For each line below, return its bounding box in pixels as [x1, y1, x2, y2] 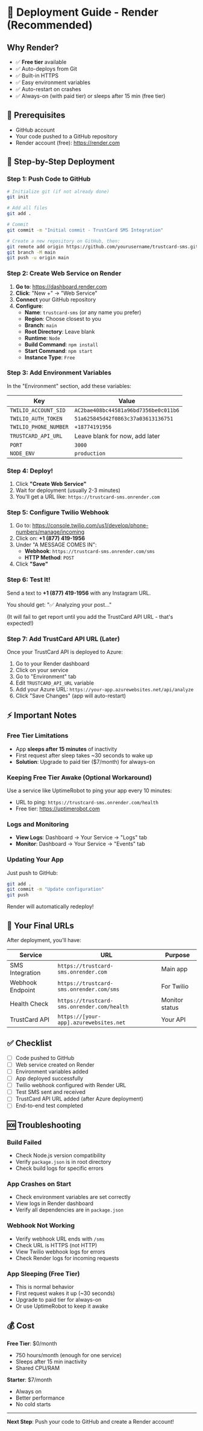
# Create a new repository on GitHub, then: [7, 238, 120, 244]
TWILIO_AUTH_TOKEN [10, 415, 63, 422]
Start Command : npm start [24, 347, 93, 354]
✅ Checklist [7, 1038, 52, 1048]
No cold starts [15, 1400, 51, 1407]
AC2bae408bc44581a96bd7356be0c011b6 [74, 407, 180, 413]
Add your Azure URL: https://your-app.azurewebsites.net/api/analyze [15, 686, 194, 693]
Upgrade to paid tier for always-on [15, 1296, 102, 1303]
